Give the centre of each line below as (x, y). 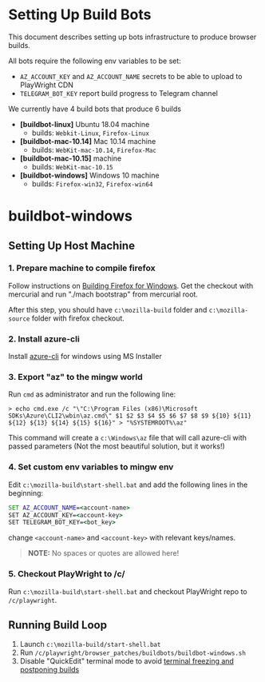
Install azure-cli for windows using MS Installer (85, 357)
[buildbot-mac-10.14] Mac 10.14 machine (88, 141)
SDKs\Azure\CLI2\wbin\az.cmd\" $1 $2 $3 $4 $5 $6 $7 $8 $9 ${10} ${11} (130, 416)
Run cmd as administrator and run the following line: (92, 394)
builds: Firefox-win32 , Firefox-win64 (92, 183)
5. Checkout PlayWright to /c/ (67, 574)
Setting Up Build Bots (80, 15)
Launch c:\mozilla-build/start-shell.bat (90, 644)
